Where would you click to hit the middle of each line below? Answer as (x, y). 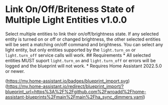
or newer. (15, 71)
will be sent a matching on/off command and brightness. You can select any (84, 44)
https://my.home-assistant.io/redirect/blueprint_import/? (65, 86)
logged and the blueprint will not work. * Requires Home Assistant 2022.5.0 (84, 66)
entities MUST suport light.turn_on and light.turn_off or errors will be (80, 60)
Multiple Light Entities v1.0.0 (66, 20)
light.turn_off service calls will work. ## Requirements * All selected (78, 55)
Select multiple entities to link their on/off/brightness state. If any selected (82, 34)
